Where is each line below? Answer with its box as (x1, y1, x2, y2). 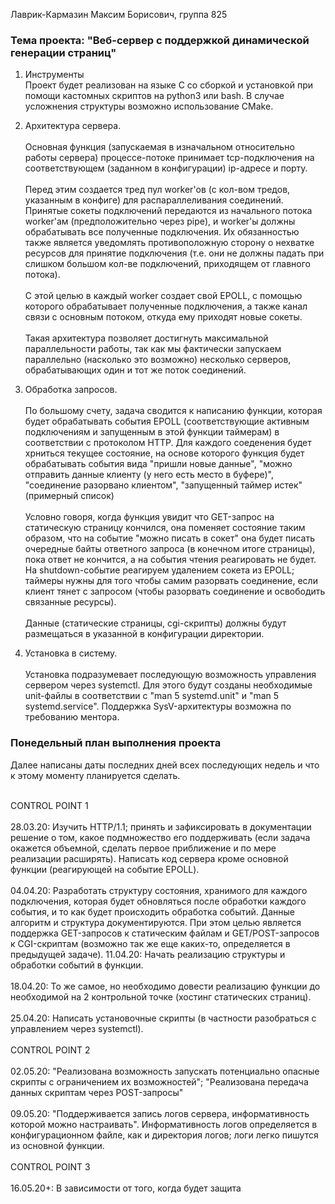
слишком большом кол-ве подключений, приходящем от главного (24, 258, 311, 270)
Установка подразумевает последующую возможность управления (24, 669, 317, 681)
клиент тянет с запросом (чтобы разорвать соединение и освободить (24, 585, 326, 598)
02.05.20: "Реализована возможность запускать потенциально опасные (10, 1065, 320, 1077)
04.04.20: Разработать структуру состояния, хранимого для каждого (10, 884, 308, 896)
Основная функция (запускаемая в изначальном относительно (24, 141, 295, 153)
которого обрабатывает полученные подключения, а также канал (24, 300, 308, 313)
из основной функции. (10, 1139, 105, 1151)
